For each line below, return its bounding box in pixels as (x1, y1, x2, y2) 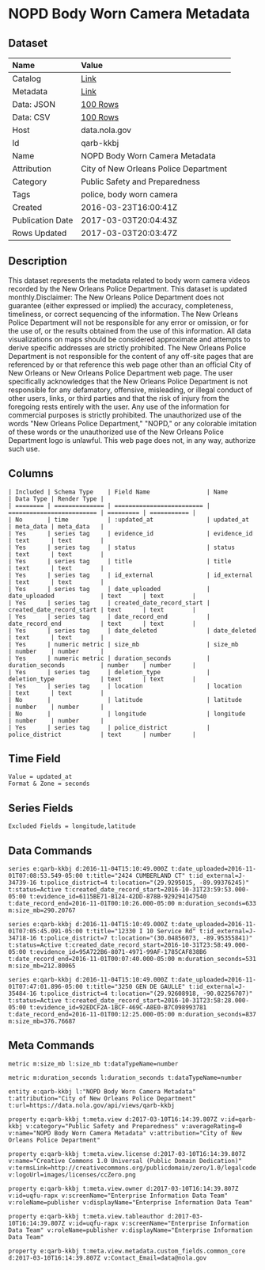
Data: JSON (12, 99, 56, 109)
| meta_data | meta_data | (8, 522, 104, 531)
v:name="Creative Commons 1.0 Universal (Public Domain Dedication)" (8, 1157, 243, 1165)
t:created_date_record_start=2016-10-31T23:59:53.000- (64, 886, 249, 894)
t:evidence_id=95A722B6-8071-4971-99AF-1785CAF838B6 (28, 948, 207, 956)
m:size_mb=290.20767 (8, 906, 77, 915)
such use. (8, 444, 40, 453)
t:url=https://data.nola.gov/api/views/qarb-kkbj (8, 1101, 176, 1109)
